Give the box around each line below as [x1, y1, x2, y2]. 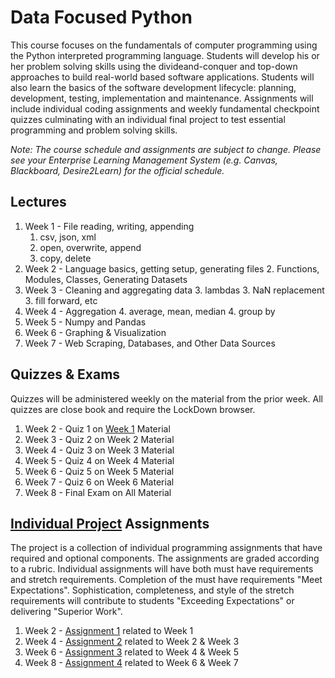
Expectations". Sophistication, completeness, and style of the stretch [10, 584, 295, 596]
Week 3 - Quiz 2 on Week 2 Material [24, 433, 175, 445]
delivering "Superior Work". [10, 606, 123, 618]
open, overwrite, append [39, 241, 142, 253]
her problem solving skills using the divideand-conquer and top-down [10, 60, 298, 72]
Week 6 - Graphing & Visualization [24, 326, 167, 338]
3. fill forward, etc [24, 294, 98, 306]
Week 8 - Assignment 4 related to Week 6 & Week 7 [24, 657, 239, 669]
